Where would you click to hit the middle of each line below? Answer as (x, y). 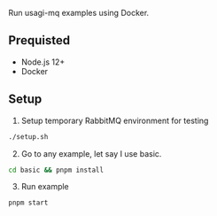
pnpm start (28, 203)
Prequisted (39, 40)
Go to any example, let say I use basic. (91, 153)
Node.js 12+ (43, 62)
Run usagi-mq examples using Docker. (79, 13)
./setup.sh (28, 136)
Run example (45, 187)
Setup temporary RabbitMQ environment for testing (115, 120)
